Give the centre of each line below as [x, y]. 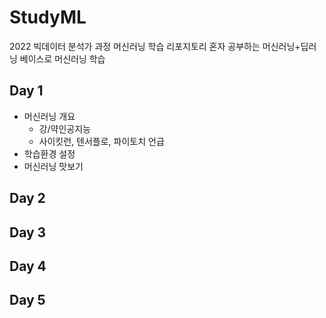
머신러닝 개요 [49, 116]
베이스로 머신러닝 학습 [62, 58]
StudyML [48, 17]
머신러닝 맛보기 [53, 166]
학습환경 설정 [49, 153]
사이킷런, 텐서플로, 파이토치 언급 [101, 141]
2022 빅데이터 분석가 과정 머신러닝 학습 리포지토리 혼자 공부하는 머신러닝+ [155, 46]
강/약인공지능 [64, 128]
